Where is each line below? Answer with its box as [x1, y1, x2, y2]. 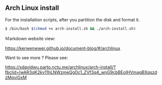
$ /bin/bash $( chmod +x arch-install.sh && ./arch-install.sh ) [5, 26, 136, 31]
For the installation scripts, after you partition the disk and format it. [5, 17, 140, 22]
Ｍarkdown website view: [5, 35, 56, 41]
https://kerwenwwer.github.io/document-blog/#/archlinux [5, 45, 121, 51]
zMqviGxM [5, 74, 27, 80]
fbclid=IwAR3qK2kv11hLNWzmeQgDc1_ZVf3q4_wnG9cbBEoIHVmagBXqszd [5, 69, 157, 75]
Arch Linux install [5, 4, 59, 12]
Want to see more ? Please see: [5, 54, 68, 60]
